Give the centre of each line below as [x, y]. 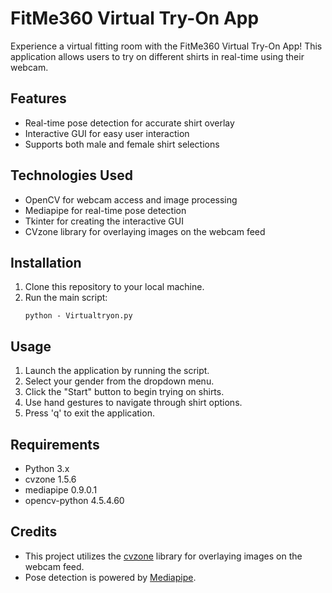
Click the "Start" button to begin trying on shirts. [124, 392]
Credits [34, 532]
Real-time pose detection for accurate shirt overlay [129, 123]
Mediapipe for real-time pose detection [105, 210]
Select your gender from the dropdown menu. [119, 381]
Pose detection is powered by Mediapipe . [110, 577]
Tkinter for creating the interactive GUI [104, 221]
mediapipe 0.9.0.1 [61, 490]
